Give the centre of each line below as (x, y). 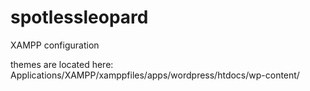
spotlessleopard (79, 17)
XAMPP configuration (55, 45)
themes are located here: (62, 64)
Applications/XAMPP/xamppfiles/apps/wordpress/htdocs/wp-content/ (155, 75)
